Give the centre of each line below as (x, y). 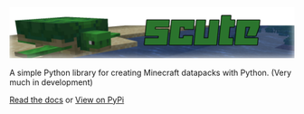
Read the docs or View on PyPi (67, 100)
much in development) (51, 82)
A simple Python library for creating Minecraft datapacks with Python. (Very (151, 72)
